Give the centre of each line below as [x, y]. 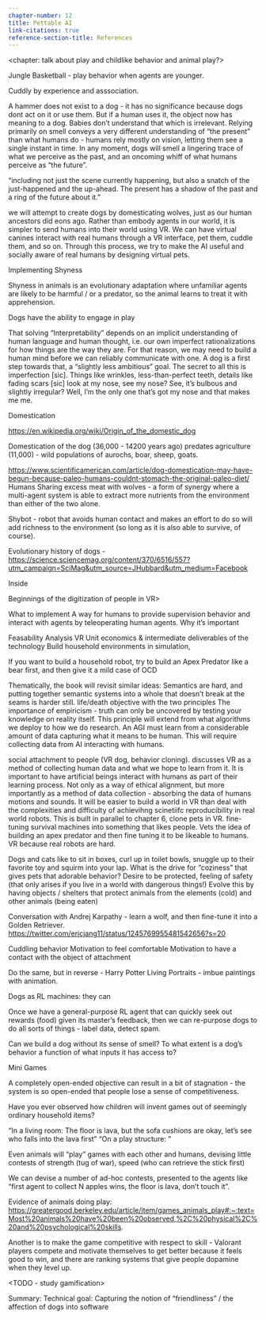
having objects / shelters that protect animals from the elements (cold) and [130, 893]
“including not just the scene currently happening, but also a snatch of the [129, 181]
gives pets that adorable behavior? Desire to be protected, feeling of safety [131, 876]
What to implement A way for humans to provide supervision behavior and [129, 614]
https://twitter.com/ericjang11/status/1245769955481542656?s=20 [117, 934]
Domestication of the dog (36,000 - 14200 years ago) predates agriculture [129, 446]
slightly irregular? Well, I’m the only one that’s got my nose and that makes [129, 392]
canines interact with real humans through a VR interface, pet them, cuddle [131, 238]
